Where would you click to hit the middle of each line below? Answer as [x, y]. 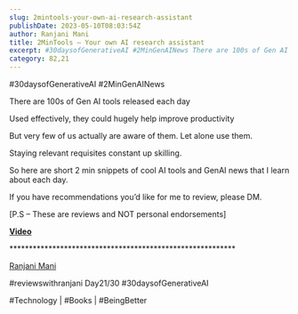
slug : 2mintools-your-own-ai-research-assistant [101, 17]
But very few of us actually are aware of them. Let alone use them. [131, 136]
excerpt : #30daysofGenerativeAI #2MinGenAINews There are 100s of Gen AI [149, 51]
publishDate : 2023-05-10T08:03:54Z [75, 26]
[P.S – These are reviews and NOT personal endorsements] [118, 214]
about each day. [39, 180]
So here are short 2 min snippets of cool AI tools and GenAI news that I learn [149, 170]
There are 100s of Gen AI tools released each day [100, 101]
